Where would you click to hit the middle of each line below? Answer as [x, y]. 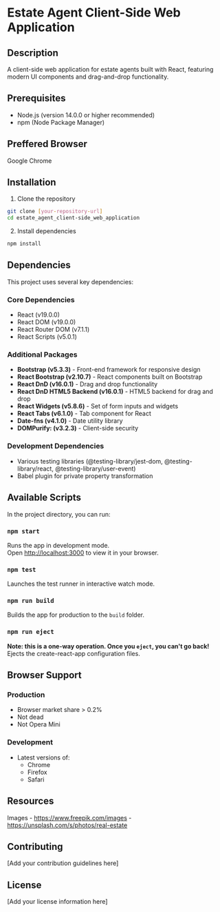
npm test [22, 569]
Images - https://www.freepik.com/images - [69, 817]
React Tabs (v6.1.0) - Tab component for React [84, 414]
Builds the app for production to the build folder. [76, 615]
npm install [24, 244]
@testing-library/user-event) [95, 468]
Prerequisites [36, 98]
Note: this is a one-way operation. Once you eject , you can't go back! [108, 646]
